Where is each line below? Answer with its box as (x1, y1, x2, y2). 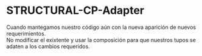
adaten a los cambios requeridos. (6, 43, 90, 50)
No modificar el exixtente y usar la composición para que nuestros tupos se (6, 36, 196, 43)
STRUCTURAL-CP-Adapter (6, 4, 145, 17)
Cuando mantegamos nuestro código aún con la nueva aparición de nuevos (6, 23, 197, 31)
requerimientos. (6, 30, 46, 37)
